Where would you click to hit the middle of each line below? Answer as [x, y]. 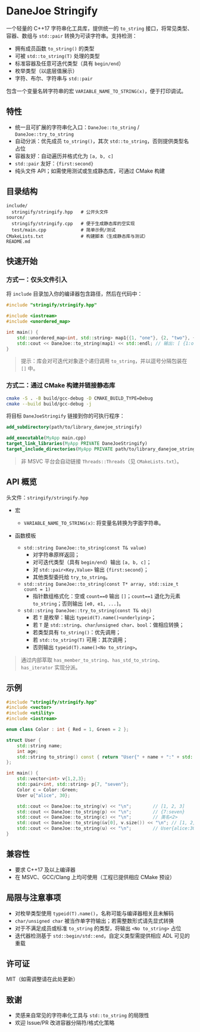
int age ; [28, 751]
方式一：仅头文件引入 [37, 279]
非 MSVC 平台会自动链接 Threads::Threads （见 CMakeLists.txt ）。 [101, 461]
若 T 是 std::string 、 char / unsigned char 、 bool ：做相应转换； [108, 625]
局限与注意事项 [34, 898]
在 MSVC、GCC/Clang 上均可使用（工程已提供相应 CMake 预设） [95, 877]
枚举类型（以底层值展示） [46, 70]
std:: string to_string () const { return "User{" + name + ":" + [98, 757]
